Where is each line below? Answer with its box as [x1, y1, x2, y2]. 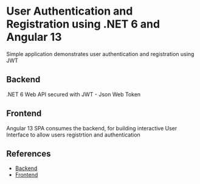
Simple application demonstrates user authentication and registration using [6, 50, 195, 57]
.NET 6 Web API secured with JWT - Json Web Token [6, 90, 141, 98]
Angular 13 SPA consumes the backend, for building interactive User [6, 124, 178, 132]
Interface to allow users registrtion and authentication [6, 131, 141, 138]
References [6, 148, 51, 159]
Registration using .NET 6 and [6, 17, 160, 31]
